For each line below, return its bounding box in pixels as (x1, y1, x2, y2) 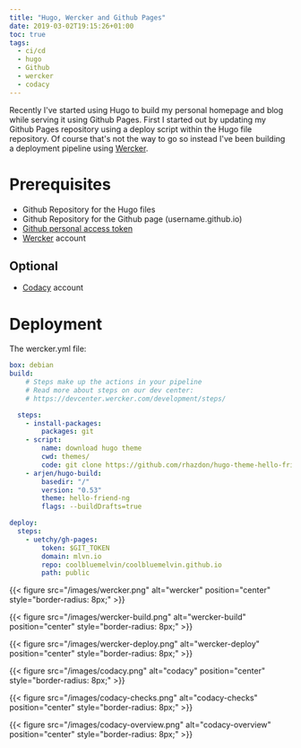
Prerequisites (9, 174, 112, 194)
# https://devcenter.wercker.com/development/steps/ (25, 394, 227, 403)
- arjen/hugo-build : (25, 469, 102, 478)
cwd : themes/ (41, 453, 90, 462)
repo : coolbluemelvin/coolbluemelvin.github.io (41, 560, 222, 569)
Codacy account (21, 282, 83, 293)
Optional (9, 258, 58, 274)
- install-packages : (25, 418, 102, 427)
